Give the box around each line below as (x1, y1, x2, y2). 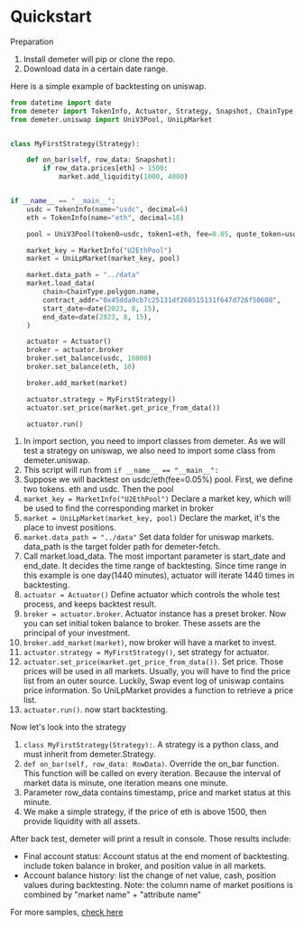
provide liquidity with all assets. (23, 816, 141, 827)
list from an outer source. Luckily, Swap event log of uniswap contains (23, 675, 285, 687)
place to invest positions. (23, 522, 116, 533)
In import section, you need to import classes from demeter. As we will (23, 436, 286, 447)
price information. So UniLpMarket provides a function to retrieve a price (23, 685, 294, 696)
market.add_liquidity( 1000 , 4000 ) (58, 172, 189, 181)
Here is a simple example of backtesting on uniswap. (10, 80, 207, 91)
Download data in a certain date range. (23, 63, 169, 74)
